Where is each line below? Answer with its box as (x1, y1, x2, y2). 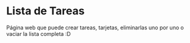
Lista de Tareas (6, 4, 85, 18)
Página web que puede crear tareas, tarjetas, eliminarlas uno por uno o (6, 24, 184, 31)
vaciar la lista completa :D (6, 30, 71, 37)
